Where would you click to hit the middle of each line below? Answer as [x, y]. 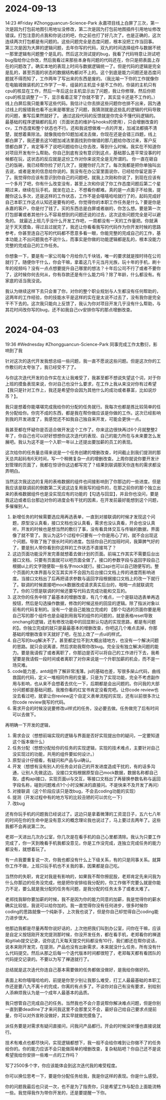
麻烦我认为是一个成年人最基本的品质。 [53, 992]
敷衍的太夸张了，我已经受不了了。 [44, 367]
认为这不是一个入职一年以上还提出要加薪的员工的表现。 [78, 442]
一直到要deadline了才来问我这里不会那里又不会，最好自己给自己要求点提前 [81, 1009]
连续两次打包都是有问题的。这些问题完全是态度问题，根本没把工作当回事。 [81, 41]
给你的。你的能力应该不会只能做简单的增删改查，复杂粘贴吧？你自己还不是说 [83, 1049]
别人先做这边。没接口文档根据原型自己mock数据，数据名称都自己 [92, 772]
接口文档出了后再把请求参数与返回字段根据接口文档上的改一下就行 [92, 578]
